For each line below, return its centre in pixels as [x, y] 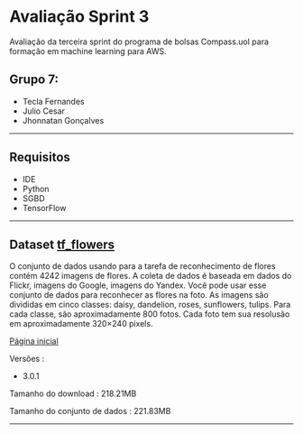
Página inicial [34, 341]
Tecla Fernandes [53, 101]
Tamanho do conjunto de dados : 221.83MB [90, 411]
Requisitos [40, 157]
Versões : [27, 359]
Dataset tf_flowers [62, 244]
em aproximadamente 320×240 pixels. [81, 324]
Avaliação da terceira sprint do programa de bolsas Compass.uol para [139, 42]
